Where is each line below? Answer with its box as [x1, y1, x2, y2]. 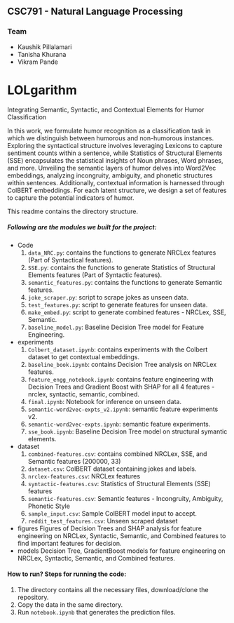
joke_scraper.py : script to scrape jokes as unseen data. [27, 293, 189, 301]
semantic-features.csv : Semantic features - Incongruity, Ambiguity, [27, 494, 223, 502]
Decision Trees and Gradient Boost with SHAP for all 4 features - [27, 382, 215, 391]
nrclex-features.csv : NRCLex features [27, 471, 141, 480]
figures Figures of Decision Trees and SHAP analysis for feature [17, 524, 202, 532]
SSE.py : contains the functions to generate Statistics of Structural [27, 263, 216, 272]
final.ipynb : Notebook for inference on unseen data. [27, 397, 182, 406]
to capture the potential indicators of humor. [7, 193, 135, 202]
